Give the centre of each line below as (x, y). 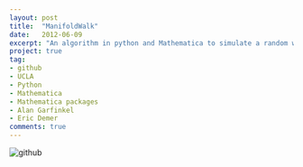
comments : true (38, 127)
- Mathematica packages (54, 102)
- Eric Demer (34, 118)
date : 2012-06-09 (46, 34)
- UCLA (22, 77)
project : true (36, 51)
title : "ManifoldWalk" (54, 26)
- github (26, 69)
